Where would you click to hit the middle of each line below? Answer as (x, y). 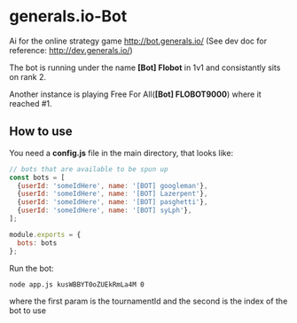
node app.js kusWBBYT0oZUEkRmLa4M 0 (77, 284)
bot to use (28, 310)
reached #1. (31, 103)
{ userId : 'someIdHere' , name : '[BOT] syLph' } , (105, 210)
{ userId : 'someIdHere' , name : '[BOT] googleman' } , (113, 185)
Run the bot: (32, 268)
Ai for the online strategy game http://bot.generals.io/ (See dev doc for (138, 41)
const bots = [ (37, 177)
